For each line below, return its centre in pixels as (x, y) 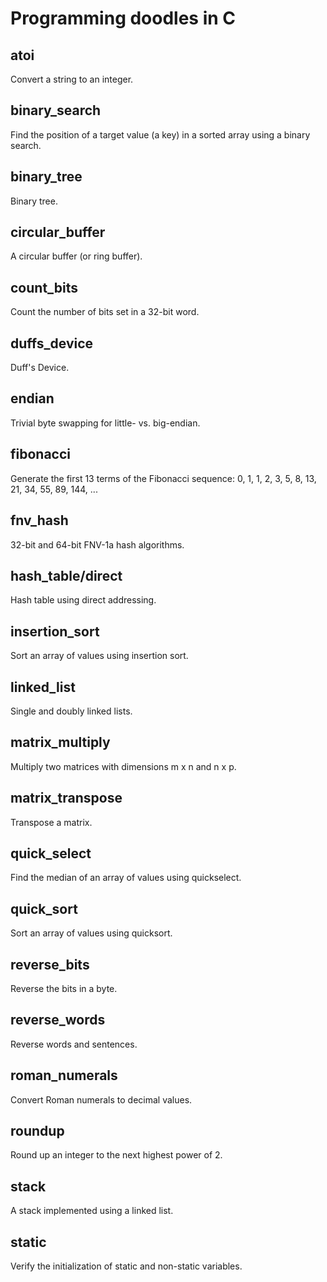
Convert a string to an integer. (72, 79)
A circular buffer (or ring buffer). (76, 256)
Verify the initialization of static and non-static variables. (126, 1266)
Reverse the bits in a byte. (64, 988)
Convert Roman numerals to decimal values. (101, 1099)
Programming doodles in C (123, 18)
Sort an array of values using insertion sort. (99, 656)
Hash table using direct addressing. (83, 600)
